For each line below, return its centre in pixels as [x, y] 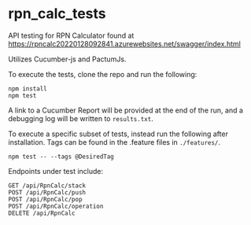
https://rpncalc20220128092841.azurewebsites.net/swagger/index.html [125, 43]
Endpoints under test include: [56, 171]
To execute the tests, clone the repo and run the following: [103, 74]
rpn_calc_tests [57, 14]
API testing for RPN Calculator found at [71, 35]
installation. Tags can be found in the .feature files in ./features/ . [114, 142]
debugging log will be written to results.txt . [81, 118]
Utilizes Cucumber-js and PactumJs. [67, 59]
